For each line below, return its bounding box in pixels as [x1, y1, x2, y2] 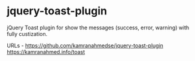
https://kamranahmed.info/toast [7, 48, 86, 55]
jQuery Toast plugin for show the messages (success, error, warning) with [7, 24, 190, 31]
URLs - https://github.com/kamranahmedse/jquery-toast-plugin [7, 42, 164, 49]
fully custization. [7, 30, 48, 37]
